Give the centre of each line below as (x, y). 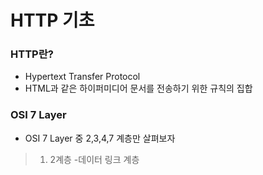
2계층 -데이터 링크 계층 (94, 159)
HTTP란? (32, 54)
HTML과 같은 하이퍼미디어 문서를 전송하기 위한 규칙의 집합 (138, 88)
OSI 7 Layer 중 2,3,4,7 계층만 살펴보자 (100, 138)
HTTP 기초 (52, 20)
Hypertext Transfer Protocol (82, 77)
